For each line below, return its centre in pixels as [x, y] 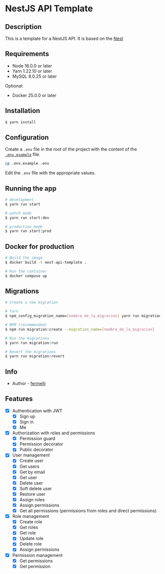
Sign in [27, 422]
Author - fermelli [29, 384]
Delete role [30, 544]
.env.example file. [23, 154]
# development [20, 200]
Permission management [37, 555]
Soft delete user [36, 488]
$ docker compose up [26, 276]
